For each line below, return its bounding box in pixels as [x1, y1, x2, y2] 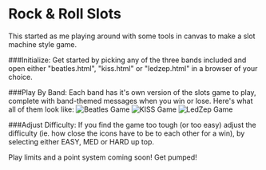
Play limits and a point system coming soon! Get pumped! [8, 152, 197, 162]
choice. [8, 72, 34, 81]
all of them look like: [8, 105, 74, 114]
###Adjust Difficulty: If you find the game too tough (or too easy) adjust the [8, 120, 257, 129]
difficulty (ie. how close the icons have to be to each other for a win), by [8, 128, 245, 138]
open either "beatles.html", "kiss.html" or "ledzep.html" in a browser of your [8, 63, 258, 73]
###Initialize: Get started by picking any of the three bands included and [8, 55, 247, 65]
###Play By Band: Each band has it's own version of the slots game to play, [8, 87, 257, 97]
